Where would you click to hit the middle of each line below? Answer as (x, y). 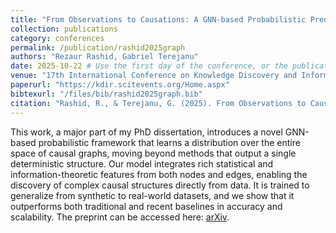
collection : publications (64, 29)
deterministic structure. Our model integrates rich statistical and (142, 163)
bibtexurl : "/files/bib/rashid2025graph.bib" (106, 94)
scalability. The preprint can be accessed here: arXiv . (120, 217)
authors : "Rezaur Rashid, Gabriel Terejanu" (104, 57)
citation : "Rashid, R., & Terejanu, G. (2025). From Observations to (158, 103)
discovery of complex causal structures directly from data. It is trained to (160, 185)
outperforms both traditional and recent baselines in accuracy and (146, 206)
